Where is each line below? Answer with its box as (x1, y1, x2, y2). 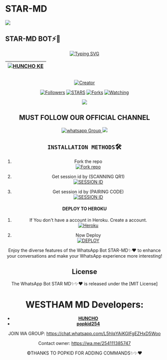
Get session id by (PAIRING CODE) (52, 189, 124, 195)
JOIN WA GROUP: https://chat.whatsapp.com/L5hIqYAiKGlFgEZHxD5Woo (8, 331, 161, 337)
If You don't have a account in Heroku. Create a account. (29, 217, 147, 223)
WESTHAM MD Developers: (25, 298, 144, 310)
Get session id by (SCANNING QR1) (52, 173, 125, 179)
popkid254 (76, 321, 100, 327)
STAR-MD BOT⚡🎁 (5, 35, 61, 43)
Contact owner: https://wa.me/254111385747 (38, 340, 131, 346)
